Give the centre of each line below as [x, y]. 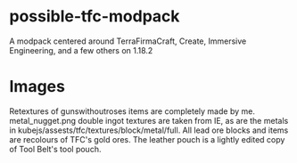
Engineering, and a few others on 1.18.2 [81, 50]
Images [37, 87]
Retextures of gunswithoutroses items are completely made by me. [132, 111]
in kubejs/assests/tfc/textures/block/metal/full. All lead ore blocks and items [149, 130]
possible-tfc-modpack [95, 16]
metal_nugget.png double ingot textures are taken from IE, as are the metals [149, 120]
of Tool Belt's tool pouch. [55, 149]
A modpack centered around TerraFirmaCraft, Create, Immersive [128, 41]
